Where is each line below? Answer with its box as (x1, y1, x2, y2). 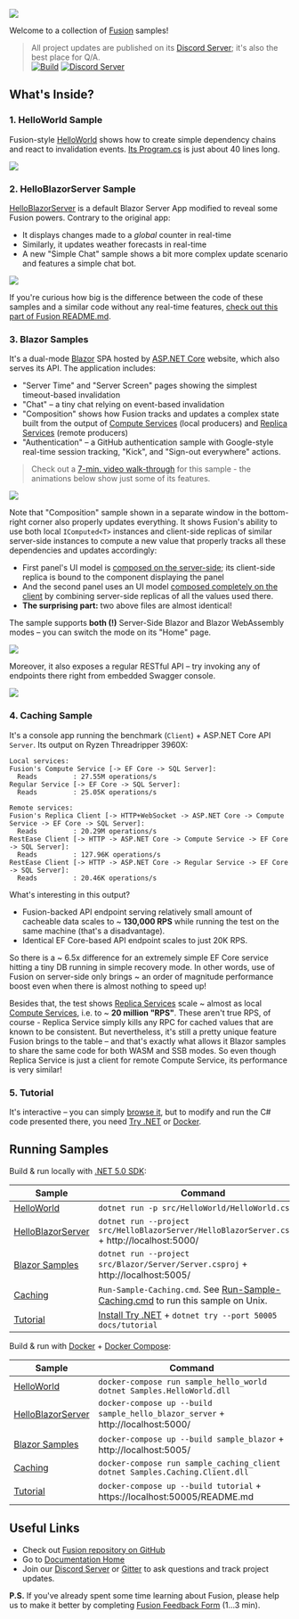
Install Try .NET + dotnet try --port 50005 (98, 1309, 278, 1321)
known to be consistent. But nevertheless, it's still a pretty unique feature (9, 1026, 278, 1037)
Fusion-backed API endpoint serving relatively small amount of (21, 906, 253, 917)
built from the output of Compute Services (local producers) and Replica (21, 418, 287, 429)
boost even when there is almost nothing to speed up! (9, 981, 207, 991)
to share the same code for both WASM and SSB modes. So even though (9, 1045, 277, 1056)
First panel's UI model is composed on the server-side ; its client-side (21, 563, 276, 573)
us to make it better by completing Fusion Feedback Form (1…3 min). (9, 1599, 261, 1610)
